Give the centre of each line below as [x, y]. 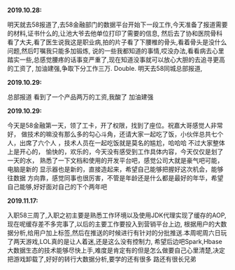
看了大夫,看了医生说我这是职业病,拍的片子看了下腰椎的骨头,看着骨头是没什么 [117, 42]
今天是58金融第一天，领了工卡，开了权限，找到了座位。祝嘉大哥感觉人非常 [115, 125]
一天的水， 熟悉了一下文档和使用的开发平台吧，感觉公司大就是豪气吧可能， [115, 160]
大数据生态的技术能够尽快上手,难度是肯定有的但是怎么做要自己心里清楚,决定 [116, 250]
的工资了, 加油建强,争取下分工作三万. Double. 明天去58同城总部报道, [105, 68]
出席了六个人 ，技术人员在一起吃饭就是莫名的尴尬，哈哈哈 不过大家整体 [122, 143]
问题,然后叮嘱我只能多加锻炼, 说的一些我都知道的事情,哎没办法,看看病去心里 [116, 51]
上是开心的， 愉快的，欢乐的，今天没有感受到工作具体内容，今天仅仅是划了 [115, 151]
